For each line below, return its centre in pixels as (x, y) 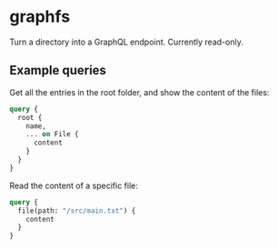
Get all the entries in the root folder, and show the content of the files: (139, 92)
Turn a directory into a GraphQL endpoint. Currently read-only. (126, 42)
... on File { (52, 134)
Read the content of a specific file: (74, 185)
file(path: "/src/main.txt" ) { (77, 211)
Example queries (58, 70)
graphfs (40, 17)
